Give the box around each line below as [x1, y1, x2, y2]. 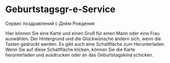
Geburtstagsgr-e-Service [5, 4, 116, 15]
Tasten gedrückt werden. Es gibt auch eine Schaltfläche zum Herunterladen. [5, 41, 165, 47]
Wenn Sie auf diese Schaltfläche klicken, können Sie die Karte [5, 46, 135, 52]
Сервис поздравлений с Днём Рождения [5, 20, 95, 26]
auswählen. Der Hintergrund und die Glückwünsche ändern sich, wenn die [5, 36, 161, 42]
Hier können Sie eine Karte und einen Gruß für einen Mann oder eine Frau [5, 30, 160, 36]
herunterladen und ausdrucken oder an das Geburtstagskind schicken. [5, 52, 154, 58]
